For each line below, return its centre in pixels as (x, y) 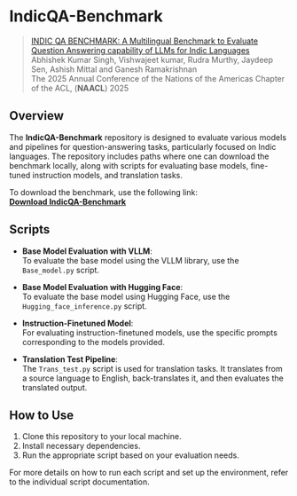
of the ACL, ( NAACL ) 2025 (80, 88)
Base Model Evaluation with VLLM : (87, 251)
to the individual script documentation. (80, 482)
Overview (37, 116)
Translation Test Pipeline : (70, 359)
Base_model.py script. (61, 270)
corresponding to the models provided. (94, 342)
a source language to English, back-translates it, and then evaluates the (152, 378)
